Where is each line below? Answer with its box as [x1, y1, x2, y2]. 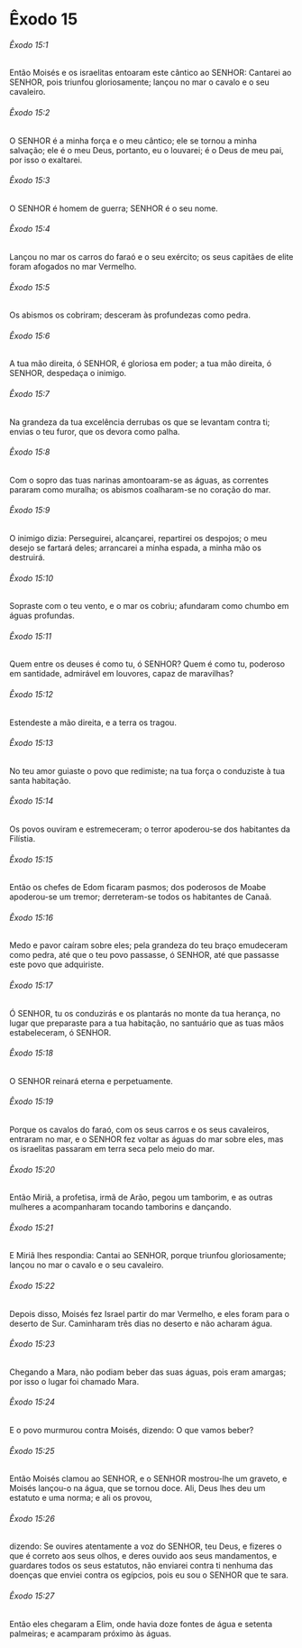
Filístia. [9, 833, 36, 844]
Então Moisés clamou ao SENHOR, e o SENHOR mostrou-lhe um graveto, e [9, 1473, 288, 1484]
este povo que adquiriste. [9, 959, 105, 970]
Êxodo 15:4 [9, 224, 51, 235]
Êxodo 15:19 [9, 1096, 54, 1107]
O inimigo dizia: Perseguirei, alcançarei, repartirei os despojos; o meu [9, 533, 268, 544]
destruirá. [9, 552, 45, 563]
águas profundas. [9, 610, 75, 621]
